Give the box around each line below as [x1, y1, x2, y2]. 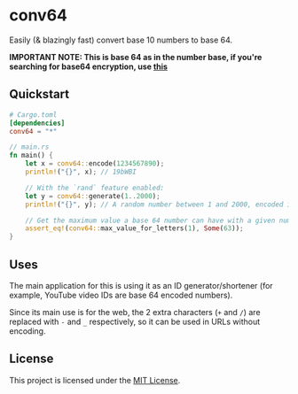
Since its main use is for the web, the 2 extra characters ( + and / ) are [9, 306, 261, 317]
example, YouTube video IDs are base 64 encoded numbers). [9, 290, 233, 300]
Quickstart [9, 87, 70, 102]
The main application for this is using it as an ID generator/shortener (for [9, 280, 273, 290]
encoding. [9, 325, 46, 336]
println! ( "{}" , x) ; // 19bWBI [25, 167, 137, 176]
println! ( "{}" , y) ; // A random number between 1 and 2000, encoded [25, 200, 284, 209]
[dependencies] [9, 119, 66, 127]
